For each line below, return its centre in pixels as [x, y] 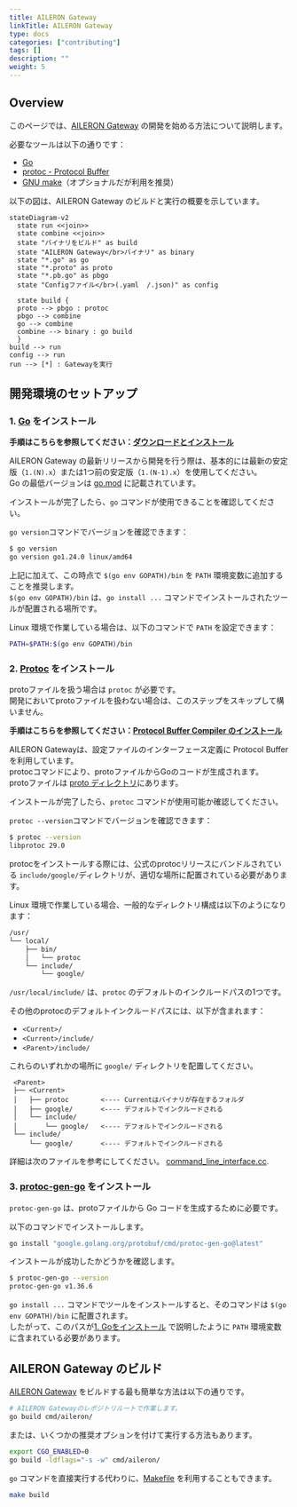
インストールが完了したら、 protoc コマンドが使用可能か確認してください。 [146, 802]
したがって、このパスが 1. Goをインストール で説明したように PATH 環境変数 [145, 1327]
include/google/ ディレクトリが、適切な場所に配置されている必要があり [149, 875]
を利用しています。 [44, 761]
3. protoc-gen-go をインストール [80, 1186]
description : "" [39, 59]
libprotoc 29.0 [37, 846]
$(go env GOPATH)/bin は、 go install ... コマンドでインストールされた [141, 598]
